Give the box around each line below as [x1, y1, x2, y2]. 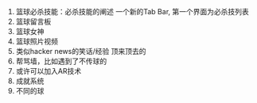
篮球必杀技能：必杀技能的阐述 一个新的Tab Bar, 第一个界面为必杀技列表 [15, 7, 249, 16]
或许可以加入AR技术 [15, 67, 82, 75]
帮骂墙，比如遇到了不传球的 [15, 56, 107, 66]
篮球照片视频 [15, 36, 58, 46]
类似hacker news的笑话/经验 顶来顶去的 [15, 47, 146, 55]
